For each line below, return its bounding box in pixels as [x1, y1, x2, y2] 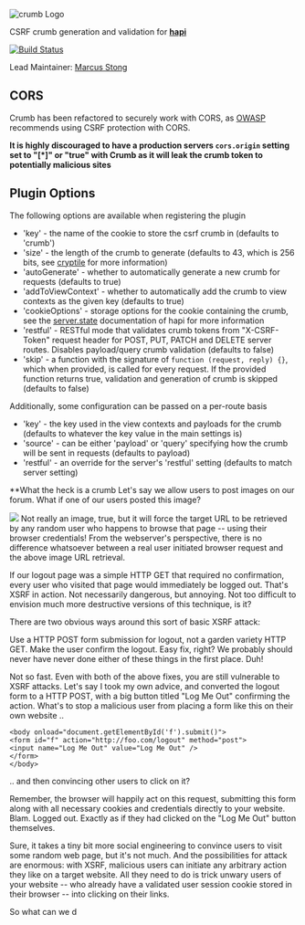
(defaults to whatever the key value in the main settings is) [22, 427, 243, 438]
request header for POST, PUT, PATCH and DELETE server [51, 334, 272, 345]
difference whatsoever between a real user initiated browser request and [9, 541, 284, 552]
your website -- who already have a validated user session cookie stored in [9, 878, 292, 889]
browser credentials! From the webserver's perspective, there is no [9, 532, 263, 543]
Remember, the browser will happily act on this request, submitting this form [9, 793, 297, 804]
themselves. [9, 822, 56, 833]
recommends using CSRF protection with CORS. [9, 121, 191, 132]
